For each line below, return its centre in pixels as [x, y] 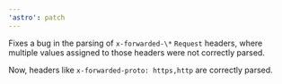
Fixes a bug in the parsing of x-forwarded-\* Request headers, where [136, 43]
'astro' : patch [37, 17]
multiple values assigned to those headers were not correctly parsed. [137, 52]
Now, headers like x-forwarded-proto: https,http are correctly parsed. [141, 70]
